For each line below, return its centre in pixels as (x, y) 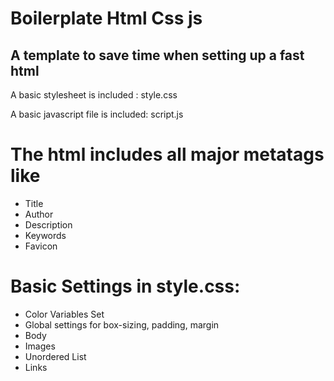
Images (40, 346)
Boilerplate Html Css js (106, 18)
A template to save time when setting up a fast (157, 55)
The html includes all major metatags (167, 154)
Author (39, 214)
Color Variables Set (64, 314)
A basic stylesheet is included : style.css (94, 95)
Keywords (45, 235)
